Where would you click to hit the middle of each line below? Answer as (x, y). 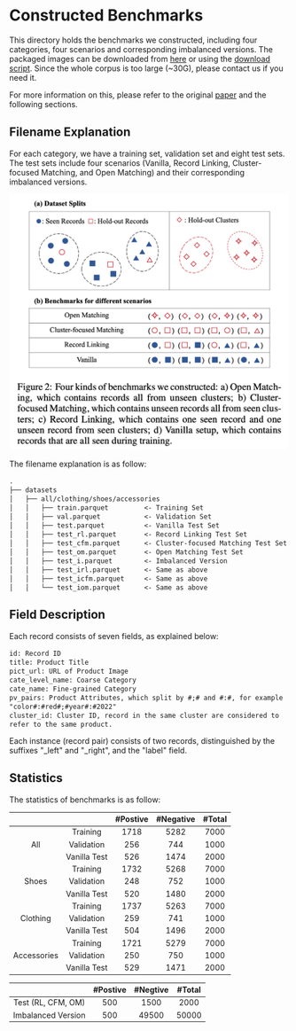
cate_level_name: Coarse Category (73, 680)
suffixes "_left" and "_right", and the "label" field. (98, 750)
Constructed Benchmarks (106, 16)
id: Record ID (35, 653)
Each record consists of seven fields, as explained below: (114, 636)
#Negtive (152, 990)
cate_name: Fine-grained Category (73, 689)
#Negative (176, 819)
